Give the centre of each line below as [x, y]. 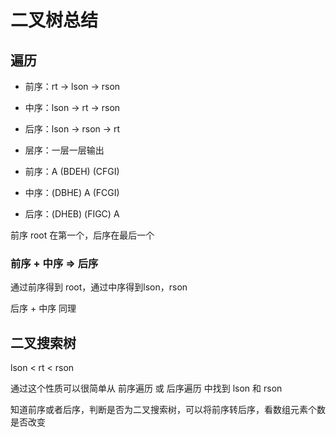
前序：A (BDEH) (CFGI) [72, 171]
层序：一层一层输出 [64, 150]
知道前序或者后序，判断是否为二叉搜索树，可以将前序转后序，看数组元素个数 [168, 410]
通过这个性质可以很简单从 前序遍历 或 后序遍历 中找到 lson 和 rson [146, 388]
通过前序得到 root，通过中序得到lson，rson [99, 287]
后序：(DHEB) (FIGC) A [72, 214]
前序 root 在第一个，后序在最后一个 [82, 235]
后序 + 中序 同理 [43, 308]
